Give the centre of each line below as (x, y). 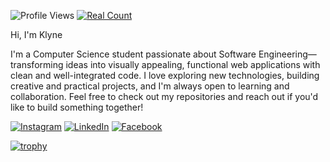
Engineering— (287, 54)
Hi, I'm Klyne (36, 34)
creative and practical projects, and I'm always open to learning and (150, 86)
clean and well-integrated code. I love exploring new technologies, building (165, 75)
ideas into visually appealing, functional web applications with (193, 64)
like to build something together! (77, 107)
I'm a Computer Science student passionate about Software (133, 54)
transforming (37, 64)
